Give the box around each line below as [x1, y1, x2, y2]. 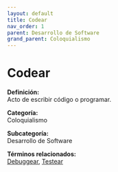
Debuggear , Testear [7, 158, 64, 166]
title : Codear [7, 17, 48, 23]
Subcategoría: [7, 129, 49, 138]
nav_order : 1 [7, 23, 45, 30]
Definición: [7, 88, 40, 96]
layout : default [7, 10, 54, 17]
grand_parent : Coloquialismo [7, 36, 91, 43]
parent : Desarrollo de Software [7, 29, 99, 36]
